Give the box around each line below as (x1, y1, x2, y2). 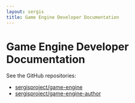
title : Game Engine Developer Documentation (6, 14, 119, 20)
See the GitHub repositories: (6, 72, 76, 79)
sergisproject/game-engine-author (14, 90, 101, 97)
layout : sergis (6, 8, 44, 15)
